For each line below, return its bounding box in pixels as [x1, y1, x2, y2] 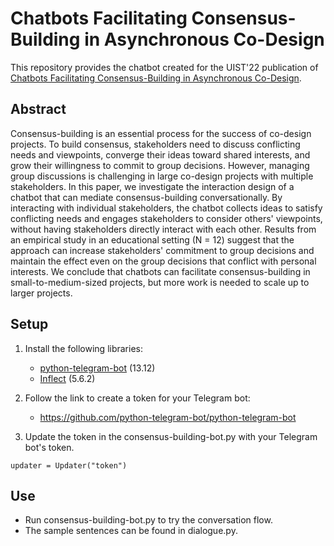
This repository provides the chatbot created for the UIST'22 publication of [10, 61, 319, 73]
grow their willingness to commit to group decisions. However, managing [10, 159, 310, 171]
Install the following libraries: [24, 342, 144, 354]
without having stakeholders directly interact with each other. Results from [10, 223, 317, 235]
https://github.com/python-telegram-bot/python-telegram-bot [39, 411, 297, 423]
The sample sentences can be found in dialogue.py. [24, 525, 238, 537]
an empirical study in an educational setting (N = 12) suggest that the [10, 233, 295, 246]
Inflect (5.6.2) [39, 372, 96, 384]
